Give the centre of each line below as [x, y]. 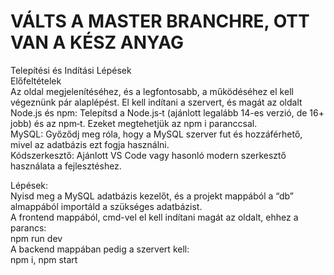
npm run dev [36, 238]
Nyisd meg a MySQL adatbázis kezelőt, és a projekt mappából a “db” [152, 196]
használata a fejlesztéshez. [66, 166]
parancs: [28, 227]
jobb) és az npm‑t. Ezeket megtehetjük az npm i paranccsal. [134, 123]
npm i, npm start [44, 259]
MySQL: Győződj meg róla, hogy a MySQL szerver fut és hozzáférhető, [156, 134]
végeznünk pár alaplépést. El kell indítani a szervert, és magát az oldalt [156, 102]
